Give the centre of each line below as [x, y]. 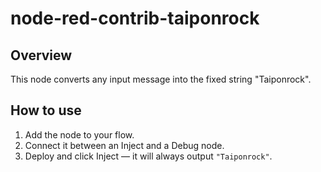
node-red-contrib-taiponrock [135, 18]
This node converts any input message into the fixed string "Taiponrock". [161, 79]
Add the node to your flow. [79, 134]
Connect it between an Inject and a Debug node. [124, 145]
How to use [46, 110]
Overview [41, 55]
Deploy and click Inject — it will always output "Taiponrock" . [148, 156]
